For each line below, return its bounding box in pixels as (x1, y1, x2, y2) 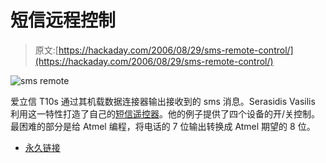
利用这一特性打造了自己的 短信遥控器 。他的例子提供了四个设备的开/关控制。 (10, 107, 321, 120)
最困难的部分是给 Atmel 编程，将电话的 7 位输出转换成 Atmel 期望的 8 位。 (10, 120, 316, 132)
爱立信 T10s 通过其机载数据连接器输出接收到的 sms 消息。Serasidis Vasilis (10, 95, 316, 107)
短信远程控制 (10, 9, 117, 32)
